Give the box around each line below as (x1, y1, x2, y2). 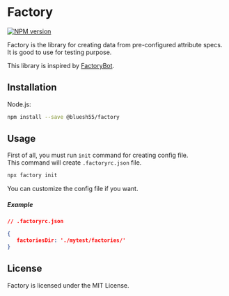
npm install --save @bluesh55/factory (7, 113, 120, 120)
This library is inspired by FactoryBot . (7, 61, 115, 69)
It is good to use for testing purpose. (7, 48, 112, 56)
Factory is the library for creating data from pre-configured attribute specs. (7, 40, 223, 49)
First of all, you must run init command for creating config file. (7, 151, 189, 160)
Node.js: (7, 100, 31, 108)
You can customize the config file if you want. (7, 185, 139, 193)
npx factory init (7, 172, 58, 179)
